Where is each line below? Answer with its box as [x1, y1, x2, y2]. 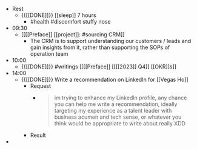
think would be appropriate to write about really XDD [54, 120, 186, 127]
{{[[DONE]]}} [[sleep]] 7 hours [21, 12, 96, 19]
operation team [30, 50, 68, 57]
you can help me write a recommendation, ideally [54, 101, 178, 108]
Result [30, 131, 47, 139]
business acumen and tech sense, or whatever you [54, 113, 182, 121]
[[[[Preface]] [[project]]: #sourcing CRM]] [21, 31, 125, 38]
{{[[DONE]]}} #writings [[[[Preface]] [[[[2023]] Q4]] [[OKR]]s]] [21, 63, 177, 70]
